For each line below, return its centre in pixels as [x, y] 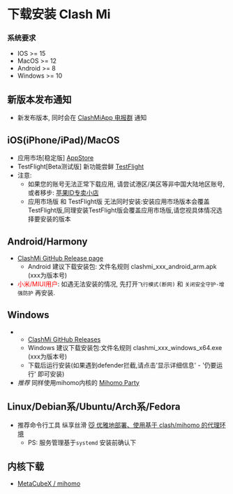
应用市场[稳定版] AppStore [55, 158]
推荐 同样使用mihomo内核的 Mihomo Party [78, 382]
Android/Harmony [47, 241]
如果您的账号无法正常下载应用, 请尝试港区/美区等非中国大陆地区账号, [126, 184]
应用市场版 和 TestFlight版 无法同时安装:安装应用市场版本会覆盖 [119, 202]
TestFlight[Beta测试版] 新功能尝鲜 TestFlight [81, 167]
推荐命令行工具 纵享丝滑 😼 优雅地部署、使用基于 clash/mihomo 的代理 [119, 425]
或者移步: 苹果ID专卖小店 [63, 193]
